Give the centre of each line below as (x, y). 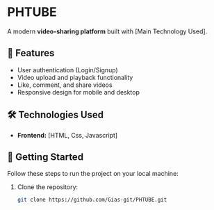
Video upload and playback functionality (75, 77)
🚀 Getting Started (46, 157)
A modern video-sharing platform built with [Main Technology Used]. (107, 31)
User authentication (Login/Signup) (67, 70)
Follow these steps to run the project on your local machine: (93, 174)
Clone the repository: (48, 187)
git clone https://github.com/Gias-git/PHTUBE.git (92, 200)
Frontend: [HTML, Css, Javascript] (67, 135)
